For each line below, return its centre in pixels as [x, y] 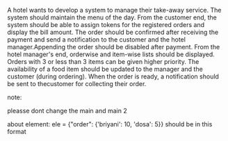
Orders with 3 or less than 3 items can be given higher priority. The [103, 61]
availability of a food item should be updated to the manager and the [105, 69]
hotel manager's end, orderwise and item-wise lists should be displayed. [111, 54]
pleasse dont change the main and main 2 [67, 111]
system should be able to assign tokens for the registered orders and [106, 25]
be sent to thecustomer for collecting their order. [77, 84]
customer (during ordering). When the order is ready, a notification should [113, 76]
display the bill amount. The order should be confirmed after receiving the [113, 32]
